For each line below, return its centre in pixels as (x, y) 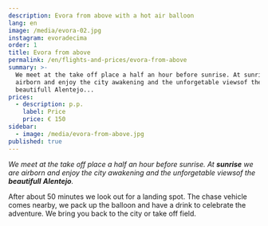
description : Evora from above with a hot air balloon (101, 16)
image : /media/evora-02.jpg (55, 30)
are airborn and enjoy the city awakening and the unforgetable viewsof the (132, 173)
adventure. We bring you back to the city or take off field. (102, 213)
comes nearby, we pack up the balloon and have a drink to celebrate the (127, 205)
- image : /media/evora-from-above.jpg (80, 134)
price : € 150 (44, 119)
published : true (35, 141)
